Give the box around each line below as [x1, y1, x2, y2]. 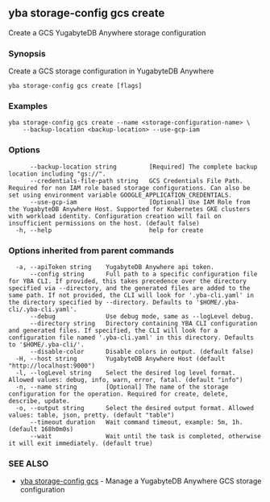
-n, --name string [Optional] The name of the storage [15, 383, 229, 391]
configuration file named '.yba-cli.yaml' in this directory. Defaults [8, 334, 254, 342]
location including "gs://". [8, 169, 106, 178]
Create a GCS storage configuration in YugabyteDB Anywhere [8, 66, 214, 76]
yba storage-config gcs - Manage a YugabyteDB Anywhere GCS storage [19, 476, 262, 486]
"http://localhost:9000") [8, 362, 95, 370]
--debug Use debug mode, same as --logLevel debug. [29, 313, 254, 321]
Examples [8, 101, 48, 112]
